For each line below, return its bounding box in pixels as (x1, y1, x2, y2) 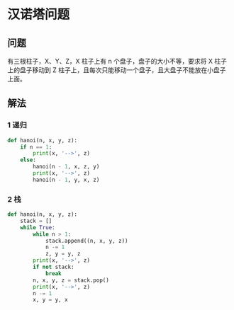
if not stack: (33, 263, 74, 271)
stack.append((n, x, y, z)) (45, 237, 129, 244)
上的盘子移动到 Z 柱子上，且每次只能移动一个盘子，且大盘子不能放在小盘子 (7, 66, 226, 74)
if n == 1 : (20, 143, 52, 151)
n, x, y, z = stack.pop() (33, 277, 110, 284)
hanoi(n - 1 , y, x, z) (33, 176, 100, 183)
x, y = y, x (33, 297, 69, 304)
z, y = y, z (45, 251, 81, 258)
